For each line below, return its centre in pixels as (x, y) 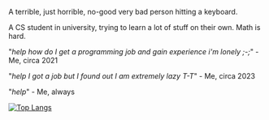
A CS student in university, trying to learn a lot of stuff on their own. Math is (134, 27)
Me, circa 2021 (33, 60)
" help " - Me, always (42, 92)
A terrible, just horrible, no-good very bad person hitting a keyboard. (123, 12)
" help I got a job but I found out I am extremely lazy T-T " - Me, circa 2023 (132, 76)
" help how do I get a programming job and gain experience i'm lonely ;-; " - (134, 51)
